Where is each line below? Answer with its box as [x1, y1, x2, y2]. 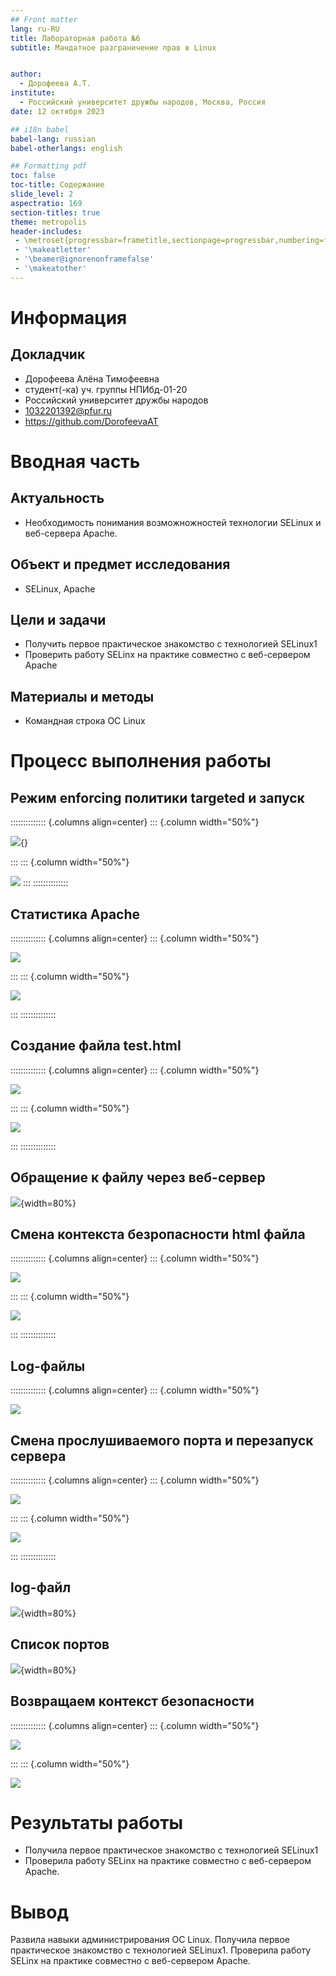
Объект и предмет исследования [10, 556, 231, 573]
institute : [10, 88, 56, 98]
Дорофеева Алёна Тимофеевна [24, 372, 160, 385]
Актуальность [10, 490, 105, 507]
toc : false [10, 171, 56, 181]
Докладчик [10, 346, 86, 363]
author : [10, 69, 43, 80]
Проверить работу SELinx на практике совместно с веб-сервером [24, 649, 311, 661]
